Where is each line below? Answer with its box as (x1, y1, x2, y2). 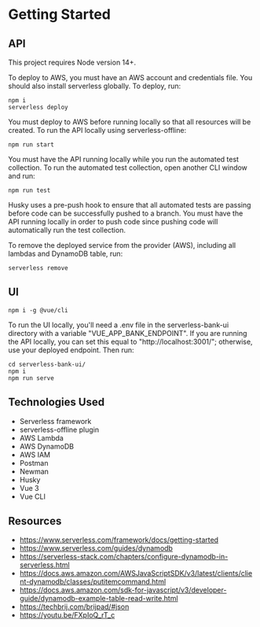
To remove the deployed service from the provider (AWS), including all (8, 241, 236, 249)
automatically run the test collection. (8, 226, 126, 234)
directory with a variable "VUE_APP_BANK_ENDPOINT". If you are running (8, 328, 247, 337)
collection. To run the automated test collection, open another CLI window (8, 163, 247, 172)
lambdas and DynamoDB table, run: (8, 249, 123, 258)
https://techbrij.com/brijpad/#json (19, 602, 130, 611)
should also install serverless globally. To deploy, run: (8, 81, 181, 90)
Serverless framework (19, 416, 92, 426)
